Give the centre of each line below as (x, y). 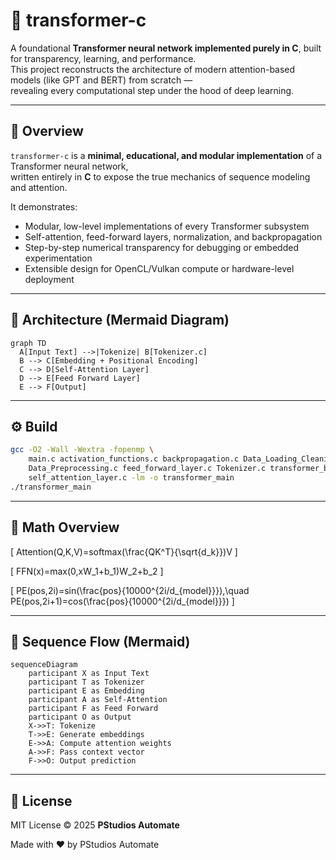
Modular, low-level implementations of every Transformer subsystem (167, 226)
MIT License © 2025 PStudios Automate (95, 825)
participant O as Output (80, 717)
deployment (49, 279)
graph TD (28, 343)
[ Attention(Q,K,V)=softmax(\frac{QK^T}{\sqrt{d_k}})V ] (124, 551)
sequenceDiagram (44, 665)
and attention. (39, 187)
